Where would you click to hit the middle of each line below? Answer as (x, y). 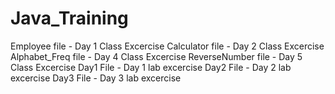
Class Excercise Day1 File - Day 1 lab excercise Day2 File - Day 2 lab (151, 67)
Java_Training (69, 18)
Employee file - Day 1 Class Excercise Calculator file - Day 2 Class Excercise (167, 46)
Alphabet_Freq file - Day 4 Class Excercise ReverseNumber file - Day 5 (156, 56)
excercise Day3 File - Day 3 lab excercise (96, 78)
